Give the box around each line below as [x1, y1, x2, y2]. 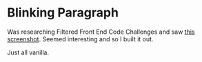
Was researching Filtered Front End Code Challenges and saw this [7, 28, 195, 36]
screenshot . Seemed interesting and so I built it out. [7, 34, 154, 43]
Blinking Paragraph [7, 5, 119, 21]
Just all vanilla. [7, 48, 50, 56]
